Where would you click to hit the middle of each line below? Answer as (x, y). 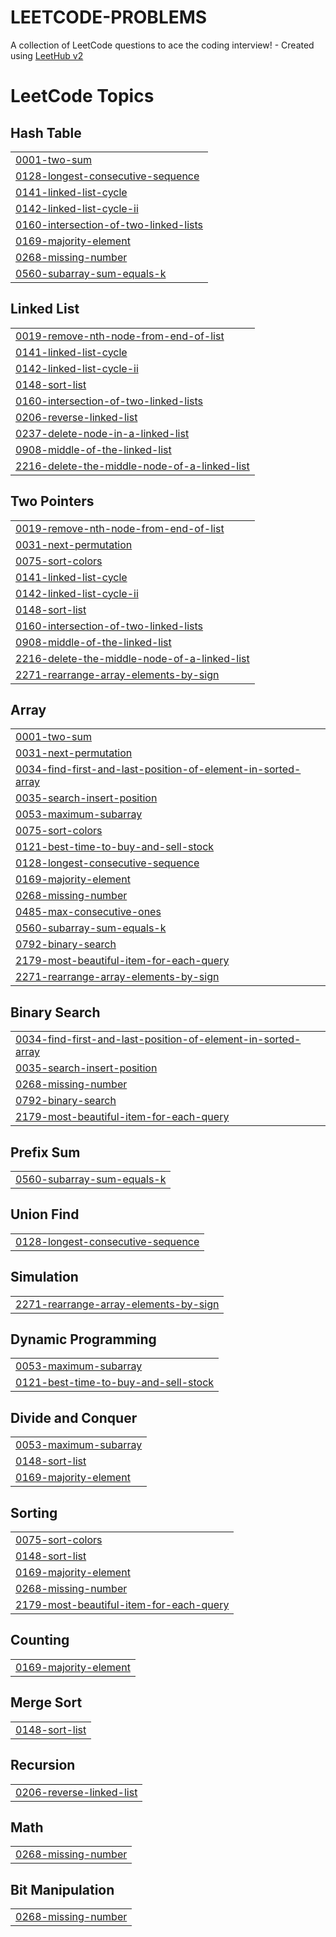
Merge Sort (46, 1702)
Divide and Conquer (74, 1417)
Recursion (43, 1765)
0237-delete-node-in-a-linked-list (102, 433)
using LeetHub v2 (47, 55)
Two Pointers (52, 501)
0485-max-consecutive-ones (88, 912)
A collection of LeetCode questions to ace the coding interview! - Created (162, 45)
